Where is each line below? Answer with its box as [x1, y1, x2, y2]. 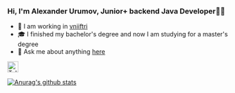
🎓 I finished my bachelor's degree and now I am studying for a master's [17, 30, 229, 38]
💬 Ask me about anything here [17, 48, 106, 56]
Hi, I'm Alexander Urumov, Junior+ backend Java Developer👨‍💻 [7, 6, 225, 16]
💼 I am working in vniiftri [17, 22, 88, 31]
